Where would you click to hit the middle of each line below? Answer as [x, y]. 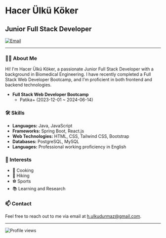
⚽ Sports [21, 181]
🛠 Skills [15, 113]
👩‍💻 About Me [21, 58]
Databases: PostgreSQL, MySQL [46, 141]
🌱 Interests [19, 160]
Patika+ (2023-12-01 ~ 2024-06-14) [56, 100]
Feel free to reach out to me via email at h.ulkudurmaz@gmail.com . [73, 216]
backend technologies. [28, 85]
